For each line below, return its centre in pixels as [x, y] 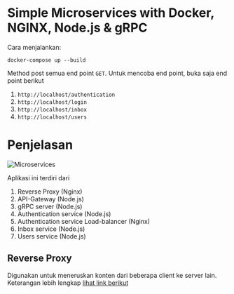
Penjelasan [40, 145]
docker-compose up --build [47, 60]
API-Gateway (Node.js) [50, 199]
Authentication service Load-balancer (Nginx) [84, 221]
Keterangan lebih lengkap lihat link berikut [68, 283]
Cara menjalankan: [34, 47]
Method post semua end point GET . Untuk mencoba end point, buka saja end [117, 73]
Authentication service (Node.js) [64, 214]
